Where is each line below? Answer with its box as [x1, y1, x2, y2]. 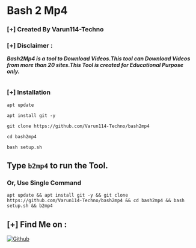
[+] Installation [7, 88, 51, 97]
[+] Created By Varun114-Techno [7, 25, 104, 34]
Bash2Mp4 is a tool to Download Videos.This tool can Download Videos [7, 55, 191, 62]
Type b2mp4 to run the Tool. [7, 161, 108, 171]
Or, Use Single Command [7, 179, 82, 187]
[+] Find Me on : [7, 219, 67, 229]
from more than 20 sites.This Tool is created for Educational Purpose [7, 62, 184, 69]
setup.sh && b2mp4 [7, 203, 53, 209]
